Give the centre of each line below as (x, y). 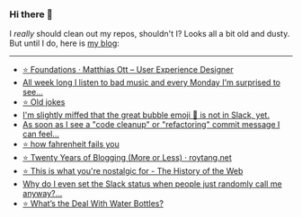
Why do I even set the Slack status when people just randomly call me (152, 184)
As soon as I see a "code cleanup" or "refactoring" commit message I (151, 125)
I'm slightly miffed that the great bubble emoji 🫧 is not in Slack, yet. (146, 115)
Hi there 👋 (31, 14)
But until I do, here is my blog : (64, 43)
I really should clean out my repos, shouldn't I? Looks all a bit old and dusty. (150, 34)
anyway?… (42, 194)
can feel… (41, 135)
